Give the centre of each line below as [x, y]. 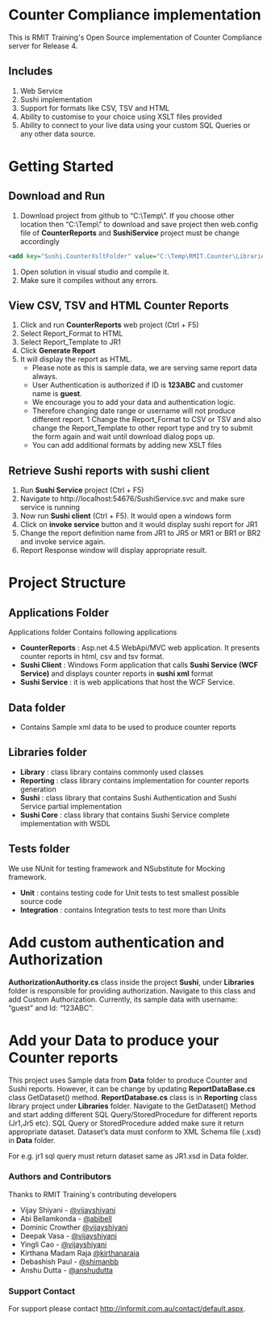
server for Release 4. [43, 45]
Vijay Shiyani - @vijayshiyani [68, 1209]
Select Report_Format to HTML [71, 334]
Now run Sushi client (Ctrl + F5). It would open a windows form [125, 516]
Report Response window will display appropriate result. [113, 551]
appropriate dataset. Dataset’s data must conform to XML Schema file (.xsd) [135, 1131]
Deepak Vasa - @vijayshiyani [68, 1235]
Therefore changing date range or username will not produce [134, 411]
